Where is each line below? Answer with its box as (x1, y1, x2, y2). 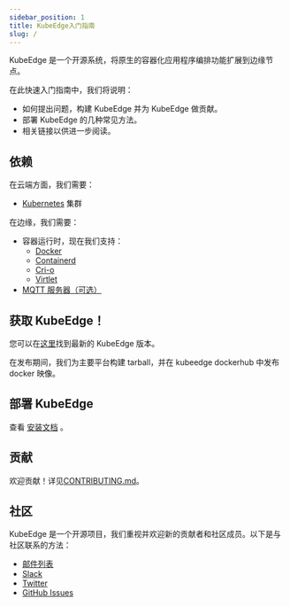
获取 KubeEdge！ (9, 313, 105, 328)
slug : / (9, 29, 38, 38)
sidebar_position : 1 (9, 12, 86, 22)
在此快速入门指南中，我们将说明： (9, 85, 134, 96)
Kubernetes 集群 (21, 198, 82, 209)
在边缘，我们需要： (9, 217, 80, 228)
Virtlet (34, 274, 57, 284)
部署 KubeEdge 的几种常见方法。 (21, 114, 142, 125)
